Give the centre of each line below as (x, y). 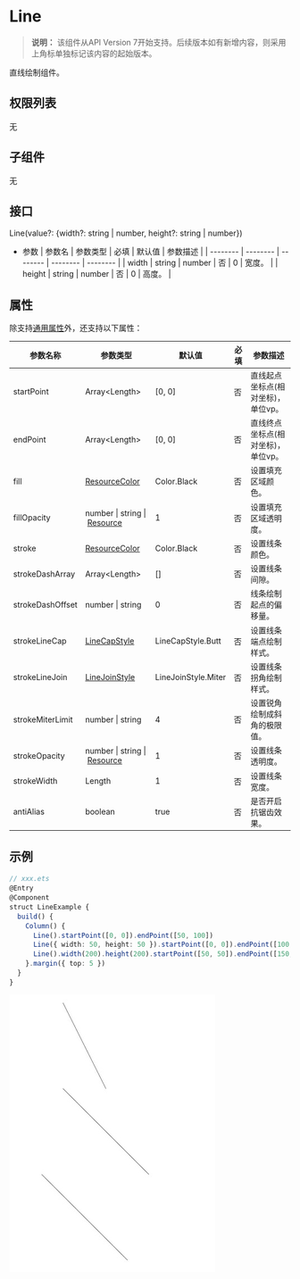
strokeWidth (35, 781)
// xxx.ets (29, 879)
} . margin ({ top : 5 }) (65, 964)
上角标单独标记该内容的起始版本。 (94, 53)
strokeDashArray (44, 574)
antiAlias (29, 812)
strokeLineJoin (40, 677)
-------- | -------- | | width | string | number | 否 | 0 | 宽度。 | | (164, 263)
